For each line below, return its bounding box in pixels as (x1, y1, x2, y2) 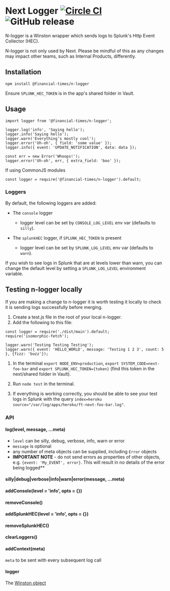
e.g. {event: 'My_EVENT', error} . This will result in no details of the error (12, 459, 165, 465)
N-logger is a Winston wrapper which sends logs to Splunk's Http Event (5, 32, 155, 38)
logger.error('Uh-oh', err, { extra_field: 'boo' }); (5, 158, 121, 163)
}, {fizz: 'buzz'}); (5, 351, 49, 357)
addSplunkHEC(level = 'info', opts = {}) (5, 511, 89, 517)
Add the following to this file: (12, 319, 72, 325)
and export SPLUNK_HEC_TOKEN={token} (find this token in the (29, 365, 155, 372)
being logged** (12, 464, 45, 470)
